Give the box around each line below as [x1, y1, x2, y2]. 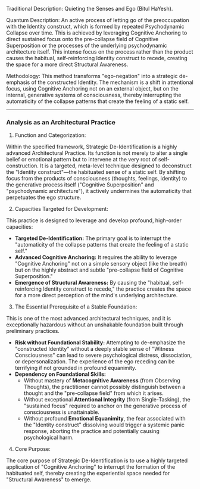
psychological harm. [23, 434, 74, 441]
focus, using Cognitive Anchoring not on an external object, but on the [6, 85, 179, 92]
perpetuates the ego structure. [6, 194, 82, 201]
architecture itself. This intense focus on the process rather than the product [6, 48, 193, 55]
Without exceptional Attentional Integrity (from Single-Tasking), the [23, 396, 190, 403]
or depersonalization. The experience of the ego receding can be [14, 358, 175, 365]
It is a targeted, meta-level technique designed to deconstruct [39, 162, 192, 169]
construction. [6, 162, 39, 169]
